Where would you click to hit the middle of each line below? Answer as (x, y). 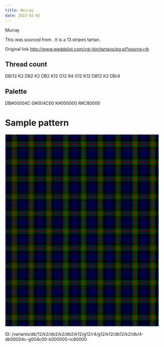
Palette (16, 91)
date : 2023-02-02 (23, 15)
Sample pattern (37, 123)
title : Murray (20, 10)
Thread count (26, 64)
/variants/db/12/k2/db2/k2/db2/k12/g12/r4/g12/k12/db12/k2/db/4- (78, 334)
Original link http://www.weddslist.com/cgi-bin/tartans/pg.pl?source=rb (77, 49)
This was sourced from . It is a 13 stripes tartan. (53, 40)
